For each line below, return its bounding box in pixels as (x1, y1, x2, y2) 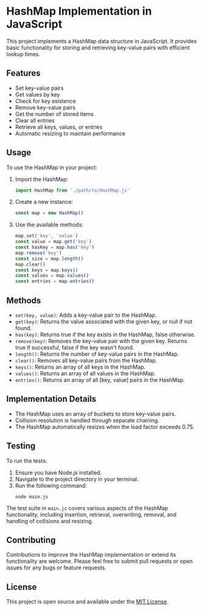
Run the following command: (15, 482, 87, 489)
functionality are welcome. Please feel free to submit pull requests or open (6, 557, 193, 565)
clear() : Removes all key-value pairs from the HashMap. (15, 357, 157, 364)
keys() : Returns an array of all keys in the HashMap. (15, 363, 146, 371)
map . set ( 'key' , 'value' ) (15, 233, 78, 239)
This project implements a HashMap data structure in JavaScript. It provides (6, 37, 197, 45)
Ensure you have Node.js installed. (15, 469, 102, 476)
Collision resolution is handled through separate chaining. (15, 416, 160, 424)
